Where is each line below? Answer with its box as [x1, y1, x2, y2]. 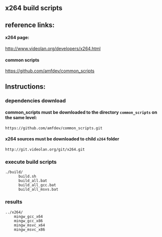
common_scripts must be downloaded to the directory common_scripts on [5, 109, 158, 115]
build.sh [18, 174, 37, 179]
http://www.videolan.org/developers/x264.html [5, 46, 101, 51]
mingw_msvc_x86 [14, 227, 45, 232]
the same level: [5, 115, 37, 121]
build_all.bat [18, 178, 48, 184]
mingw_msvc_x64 [14, 223, 45, 228]
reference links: [5, 21, 55, 29]
